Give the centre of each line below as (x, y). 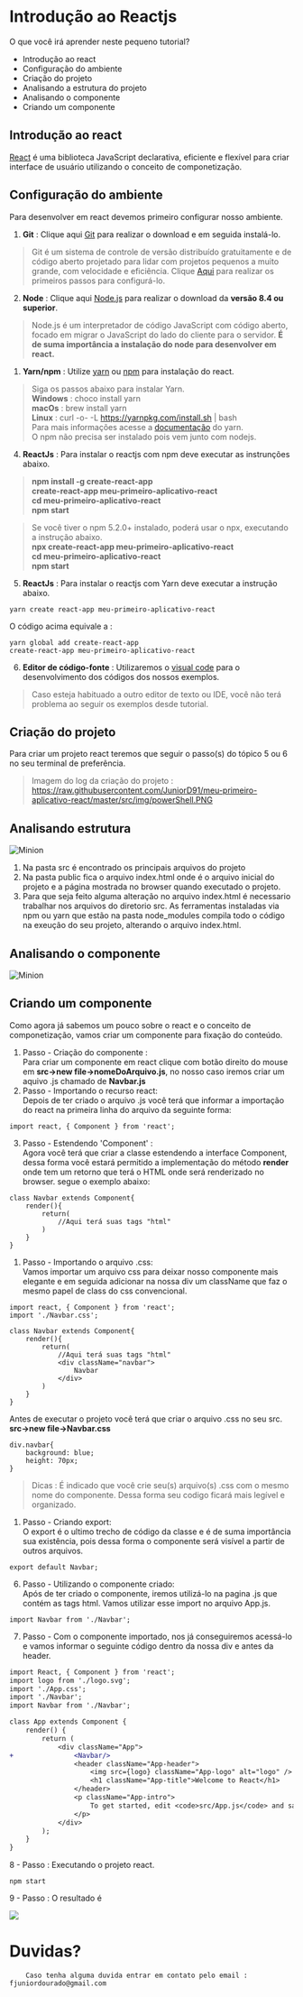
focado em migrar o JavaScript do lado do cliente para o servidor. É (157, 335)
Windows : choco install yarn (86, 398)
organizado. (54, 1505)
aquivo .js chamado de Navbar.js (84, 1081)
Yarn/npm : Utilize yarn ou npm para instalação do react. (128, 371)
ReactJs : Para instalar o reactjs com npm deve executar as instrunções (156, 454)
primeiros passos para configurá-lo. (98, 281)
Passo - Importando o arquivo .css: (87, 1262)
